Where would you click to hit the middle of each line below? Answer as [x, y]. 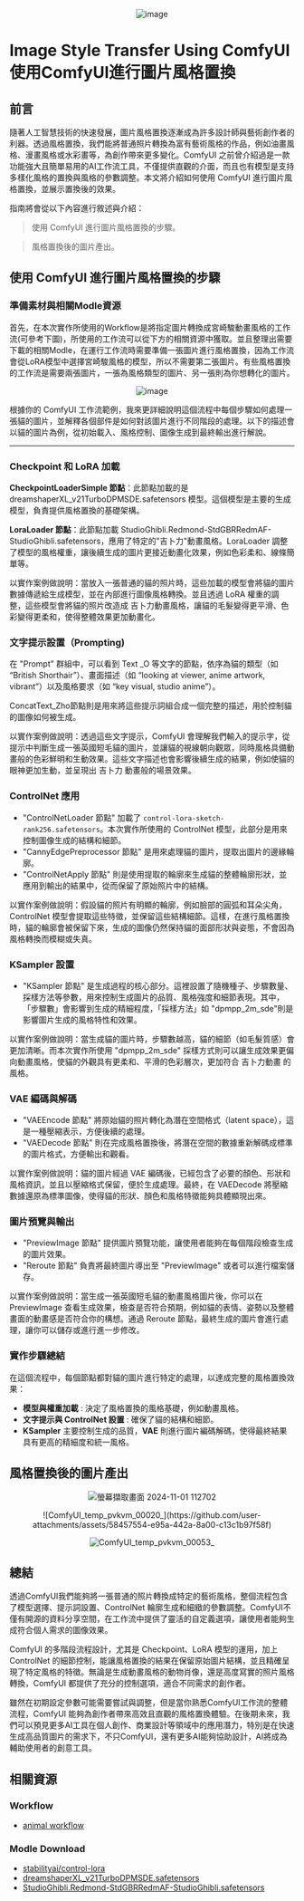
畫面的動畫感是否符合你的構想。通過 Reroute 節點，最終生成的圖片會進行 [145, 1319]
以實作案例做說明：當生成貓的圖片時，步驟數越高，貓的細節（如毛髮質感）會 [152, 1039]
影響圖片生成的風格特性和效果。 [82, 1020]
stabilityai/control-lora [64, 1868]
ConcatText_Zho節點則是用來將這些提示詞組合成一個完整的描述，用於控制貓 [151, 706]
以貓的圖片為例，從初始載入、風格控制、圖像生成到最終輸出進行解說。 [140, 432]
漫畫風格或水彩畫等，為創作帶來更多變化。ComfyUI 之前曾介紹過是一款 [158, 155]
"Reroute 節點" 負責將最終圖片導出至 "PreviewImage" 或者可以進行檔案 [154, 1266]
